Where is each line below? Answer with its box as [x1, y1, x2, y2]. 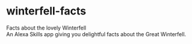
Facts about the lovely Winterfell [6, 24, 86, 31]
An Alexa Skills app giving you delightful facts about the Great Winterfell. [6, 30, 187, 37]
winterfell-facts [6, 4, 86, 18]
